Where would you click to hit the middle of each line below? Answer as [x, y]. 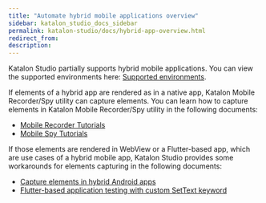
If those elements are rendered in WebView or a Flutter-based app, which [129, 149]
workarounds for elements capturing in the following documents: [115, 166]
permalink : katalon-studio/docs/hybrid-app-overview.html [107, 30]
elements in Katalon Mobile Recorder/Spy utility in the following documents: [133, 110]
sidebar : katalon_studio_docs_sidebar [73, 23]
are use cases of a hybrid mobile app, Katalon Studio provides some [121, 158]
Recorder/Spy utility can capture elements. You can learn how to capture [128, 101]
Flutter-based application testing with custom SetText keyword [123, 190]
